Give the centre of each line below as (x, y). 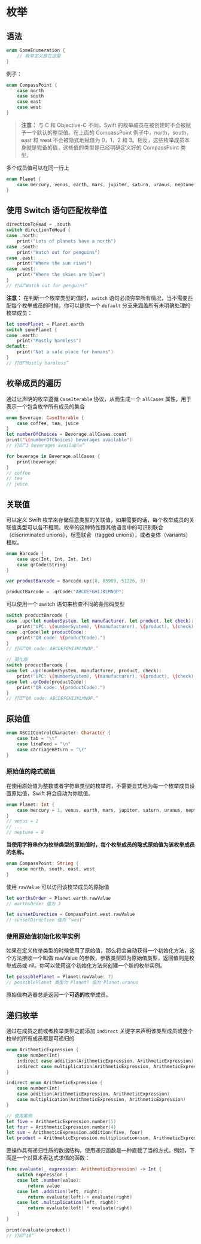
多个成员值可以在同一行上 (38, 168)
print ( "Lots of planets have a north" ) (67, 241)
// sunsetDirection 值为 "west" (45, 920)
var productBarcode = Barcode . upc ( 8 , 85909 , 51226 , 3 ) (76, 581)
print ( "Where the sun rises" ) (55, 263)
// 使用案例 (19, 1116)
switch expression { (42, 1175)
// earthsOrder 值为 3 (33, 904)
